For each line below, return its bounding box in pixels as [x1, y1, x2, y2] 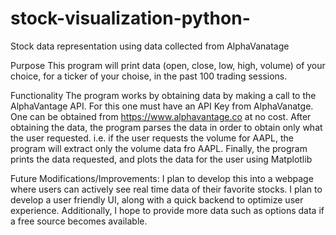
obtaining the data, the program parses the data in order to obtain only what [10, 121, 323, 133]
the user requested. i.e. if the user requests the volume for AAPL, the [10, 132, 294, 144]
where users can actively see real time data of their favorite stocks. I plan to [10, 183, 323, 195]
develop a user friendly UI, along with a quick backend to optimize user [10, 193, 304, 206]
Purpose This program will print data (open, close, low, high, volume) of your [10, 59, 326, 71]
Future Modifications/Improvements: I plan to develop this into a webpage [10, 172, 314, 184]
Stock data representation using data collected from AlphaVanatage [10, 40, 290, 52]
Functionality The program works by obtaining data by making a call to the [10, 89, 317, 101]
